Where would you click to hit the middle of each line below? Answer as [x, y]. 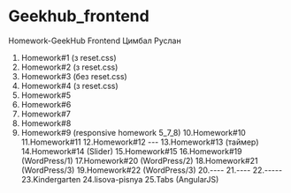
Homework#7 [46, 114]
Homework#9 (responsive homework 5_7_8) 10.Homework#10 [134, 132]
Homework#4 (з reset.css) [69, 85]
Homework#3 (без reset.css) [74, 76]
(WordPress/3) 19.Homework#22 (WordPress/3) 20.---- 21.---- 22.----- [152, 170]
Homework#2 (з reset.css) [69, 67]
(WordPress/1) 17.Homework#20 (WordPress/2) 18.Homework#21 [139, 160]
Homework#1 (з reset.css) [69, 57]
